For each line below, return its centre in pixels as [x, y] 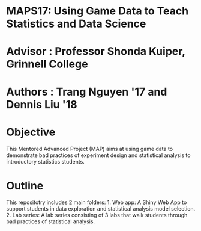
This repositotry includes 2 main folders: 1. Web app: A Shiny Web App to [97, 202]
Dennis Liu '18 [42, 104]
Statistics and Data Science [76, 24]
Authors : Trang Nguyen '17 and [87, 92]
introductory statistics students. [46, 161]
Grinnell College [47, 64]
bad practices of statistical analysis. [50, 221]
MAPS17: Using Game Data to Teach [97, 11]
